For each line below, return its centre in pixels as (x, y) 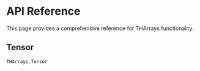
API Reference (43, 11)
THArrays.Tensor (27, 62)
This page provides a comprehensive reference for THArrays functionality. (100, 28)
